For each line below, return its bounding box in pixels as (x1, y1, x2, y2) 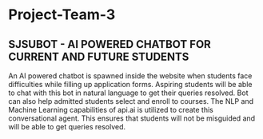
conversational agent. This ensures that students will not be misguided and (8, 113, 256, 123)
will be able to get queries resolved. (8, 122, 126, 131)
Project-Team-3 (8, 6, 116, 24)
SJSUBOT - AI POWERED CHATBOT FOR (8, 38, 212, 51)
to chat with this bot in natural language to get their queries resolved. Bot (8, 88, 249, 97)
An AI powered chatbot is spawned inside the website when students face (8, 71, 253, 81)
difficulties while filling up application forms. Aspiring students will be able (8, 80, 253, 89)
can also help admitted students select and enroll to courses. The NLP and (8, 97, 254, 105)
